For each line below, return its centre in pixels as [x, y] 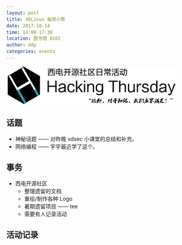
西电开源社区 [31, 183]
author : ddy [21, 45]
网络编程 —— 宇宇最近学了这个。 [56, 146]
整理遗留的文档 [43, 191]
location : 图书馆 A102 [34, 39]
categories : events [31, 52]
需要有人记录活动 [45, 214]
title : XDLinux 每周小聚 [36, 19]
